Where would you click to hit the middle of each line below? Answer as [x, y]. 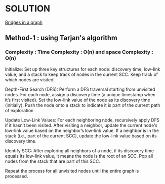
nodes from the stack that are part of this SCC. [53, 161]
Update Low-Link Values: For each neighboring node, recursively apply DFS [82, 120]
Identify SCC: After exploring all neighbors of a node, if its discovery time [80, 151]
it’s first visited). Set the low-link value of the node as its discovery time [78, 100]
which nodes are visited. [30, 79]
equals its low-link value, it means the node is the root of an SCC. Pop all [79, 156]
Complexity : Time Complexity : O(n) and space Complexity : [79, 52]
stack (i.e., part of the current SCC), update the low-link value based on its [81, 136]
